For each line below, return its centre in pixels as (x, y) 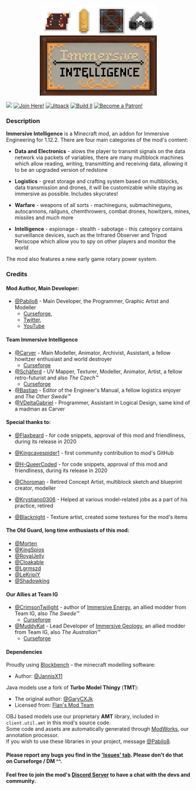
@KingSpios (29, 550)
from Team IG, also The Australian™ (57, 632)
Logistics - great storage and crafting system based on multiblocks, (97, 181)
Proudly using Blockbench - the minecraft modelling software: (81, 665)
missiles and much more (44, 218)
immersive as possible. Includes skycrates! (66, 194)
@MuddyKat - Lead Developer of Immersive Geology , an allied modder (100, 626)
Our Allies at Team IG (32, 594)
